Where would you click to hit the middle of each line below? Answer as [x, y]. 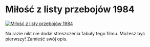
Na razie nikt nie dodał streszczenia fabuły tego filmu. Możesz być [75, 33]
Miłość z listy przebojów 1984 [70, 9]
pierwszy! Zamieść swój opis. [36, 39]
